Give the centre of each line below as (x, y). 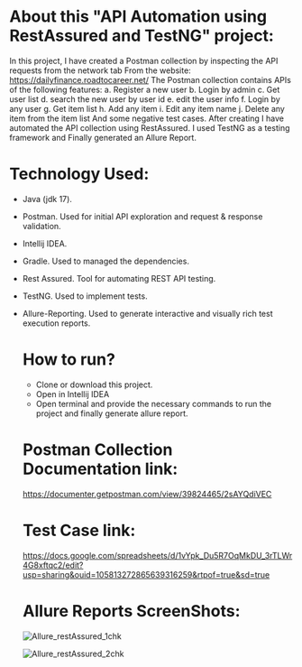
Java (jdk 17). (47, 199)
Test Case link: (79, 530)
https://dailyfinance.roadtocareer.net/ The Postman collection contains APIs (150, 79)
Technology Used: (79, 174)
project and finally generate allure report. (112, 413)
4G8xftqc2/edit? (53, 565)
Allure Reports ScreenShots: (131, 611)
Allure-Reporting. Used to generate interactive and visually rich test (147, 313)
